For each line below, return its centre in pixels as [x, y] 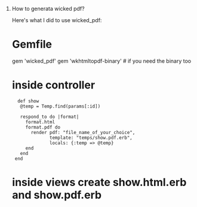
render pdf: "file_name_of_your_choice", [83, 132]
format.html [40, 122]
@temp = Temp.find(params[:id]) [60, 106]
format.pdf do [43, 127]
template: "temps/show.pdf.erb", [91, 138]
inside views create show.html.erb [99, 182]
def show [28, 101]
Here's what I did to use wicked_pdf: [57, 20]
